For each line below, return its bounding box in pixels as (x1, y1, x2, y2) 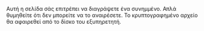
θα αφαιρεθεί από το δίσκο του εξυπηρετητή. (6, 18, 122, 25)
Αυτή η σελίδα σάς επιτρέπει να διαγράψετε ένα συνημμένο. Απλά (6, 5, 177, 12)
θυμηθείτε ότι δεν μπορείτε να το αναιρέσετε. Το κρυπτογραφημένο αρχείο (6, 12, 198, 19)
